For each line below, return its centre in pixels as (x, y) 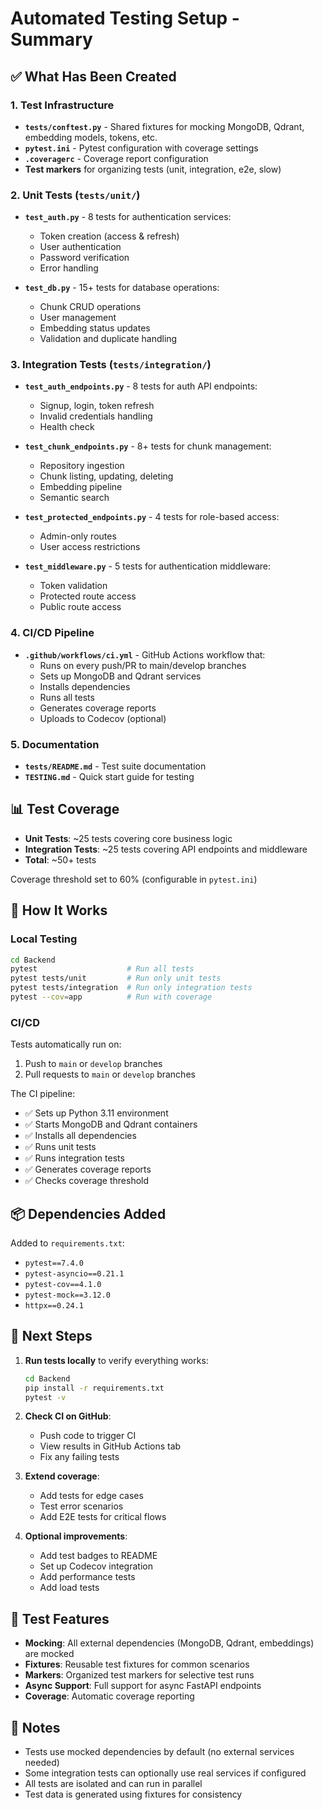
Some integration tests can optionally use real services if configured (165, 1773)
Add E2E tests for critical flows (103, 1517)
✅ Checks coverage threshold (87, 1181)
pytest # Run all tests (102, 969)
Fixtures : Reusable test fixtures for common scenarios (137, 1664)
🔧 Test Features (60, 1618)
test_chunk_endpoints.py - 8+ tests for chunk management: (148, 446)
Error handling (69, 268)
